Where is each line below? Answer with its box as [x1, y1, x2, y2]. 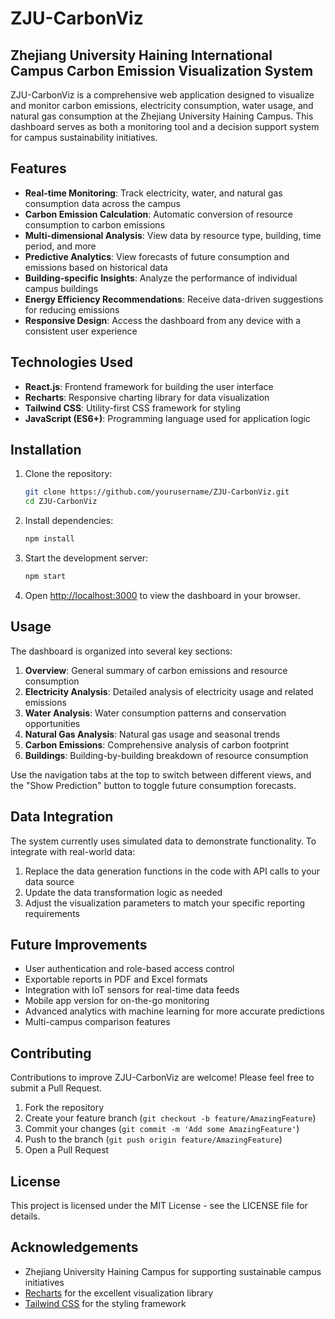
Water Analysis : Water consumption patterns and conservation [24, 707, 287, 719]
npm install [24, 534, 75, 544]
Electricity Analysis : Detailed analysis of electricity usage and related [24, 685, 314, 697]
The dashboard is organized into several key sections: [10, 645, 233, 657]
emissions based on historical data [24, 261, 168, 273]
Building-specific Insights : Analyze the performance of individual [24, 272, 298, 284]
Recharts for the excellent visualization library [24, 1287, 214, 1299]
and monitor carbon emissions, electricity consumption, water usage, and [10, 100, 314, 111]
